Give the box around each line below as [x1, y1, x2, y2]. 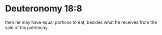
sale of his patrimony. [5, 24, 49, 30]
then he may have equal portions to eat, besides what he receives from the [5, 19, 157, 25]
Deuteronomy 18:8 [5, 3, 82, 14]
